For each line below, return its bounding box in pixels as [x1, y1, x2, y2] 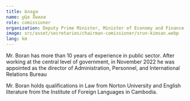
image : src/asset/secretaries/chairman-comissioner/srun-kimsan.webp [6, 31, 179, 36]
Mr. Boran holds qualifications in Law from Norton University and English [6, 82, 181, 89]
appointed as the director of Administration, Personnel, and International [6, 65, 180, 71]
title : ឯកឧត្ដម [6, 8, 39, 15]
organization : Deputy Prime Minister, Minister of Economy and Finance [6, 25, 184, 31]
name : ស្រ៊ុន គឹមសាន [6, 14, 47, 20]
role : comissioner [6, 19, 51, 25]
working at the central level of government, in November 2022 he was [6, 58, 175, 65]
